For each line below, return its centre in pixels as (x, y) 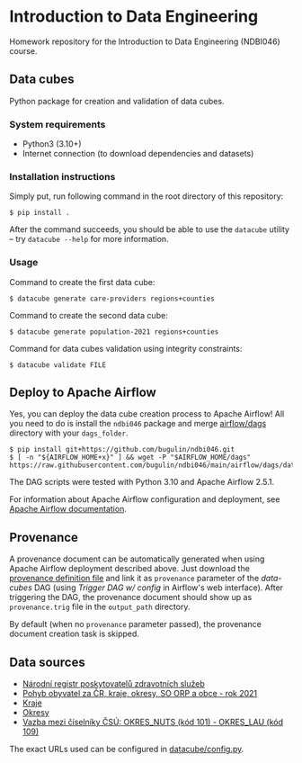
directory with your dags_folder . (69, 433)
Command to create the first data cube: (82, 282)
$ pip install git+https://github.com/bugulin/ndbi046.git (122, 450)
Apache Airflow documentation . (68, 509)
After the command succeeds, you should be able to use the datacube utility (150, 229)
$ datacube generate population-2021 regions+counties (114, 332)
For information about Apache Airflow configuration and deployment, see (145, 499)
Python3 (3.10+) (52, 144)
